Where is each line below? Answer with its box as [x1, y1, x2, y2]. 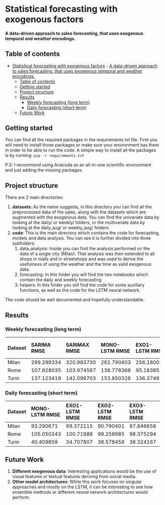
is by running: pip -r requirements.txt [5, 152, 84, 158]
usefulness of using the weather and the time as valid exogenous [19, 261, 152, 267]
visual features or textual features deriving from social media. [12, 474, 137, 480]
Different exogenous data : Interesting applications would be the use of [12, 468, 157, 474]
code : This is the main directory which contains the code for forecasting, [12, 230, 160, 236]
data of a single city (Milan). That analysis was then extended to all [19, 251, 155, 257]
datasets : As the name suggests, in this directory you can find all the [12, 204, 152, 210]
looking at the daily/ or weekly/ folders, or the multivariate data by [12, 220, 145, 226]
